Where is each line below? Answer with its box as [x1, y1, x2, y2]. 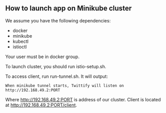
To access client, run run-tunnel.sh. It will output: [5, 73, 108, 79]
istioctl [12, 43, 27, 50]
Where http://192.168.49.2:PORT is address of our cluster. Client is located [5, 96, 161, 102]
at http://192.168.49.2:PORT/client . [5, 102, 77, 108]
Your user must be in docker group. [5, 53, 80, 60]
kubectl [12, 38, 29, 44]
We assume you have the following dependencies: [5, 17, 111, 23]
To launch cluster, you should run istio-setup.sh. [5, 63, 106, 69]
